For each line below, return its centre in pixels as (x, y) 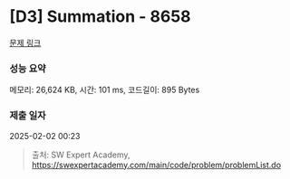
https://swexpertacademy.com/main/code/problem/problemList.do (156, 165)
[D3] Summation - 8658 (101, 17)
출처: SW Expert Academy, (81, 155)
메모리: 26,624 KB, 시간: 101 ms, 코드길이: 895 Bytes (105, 90)
